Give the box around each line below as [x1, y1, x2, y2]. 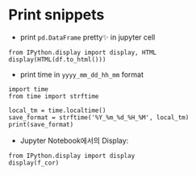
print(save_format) [8, 120, 74, 128]
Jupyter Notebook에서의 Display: [19, 135, 129, 145]
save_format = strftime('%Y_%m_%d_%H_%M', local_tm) [8, 113, 190, 122]
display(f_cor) [8, 159, 60, 167]
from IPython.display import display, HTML [8, 48, 157, 56]
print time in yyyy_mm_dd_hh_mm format [19, 69, 144, 79]
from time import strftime [8, 92, 99, 100]
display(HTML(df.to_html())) [8, 55, 106, 64]
